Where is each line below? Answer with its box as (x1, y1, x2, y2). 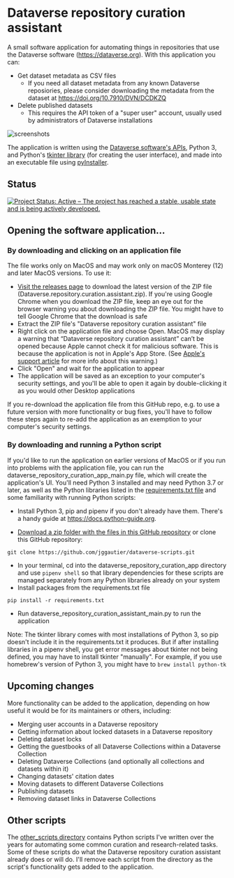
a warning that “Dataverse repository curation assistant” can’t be (17, 335, 205, 343)
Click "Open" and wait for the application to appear (17, 364, 165, 372)
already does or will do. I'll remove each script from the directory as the (7, 856, 213, 864)
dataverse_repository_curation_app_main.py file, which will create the (7, 471, 207, 479)
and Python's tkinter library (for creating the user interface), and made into (7, 151, 222, 159)
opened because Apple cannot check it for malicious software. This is (17, 342, 219, 351)
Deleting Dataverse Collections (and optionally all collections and (17, 757, 205, 765)
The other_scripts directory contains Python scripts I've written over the (7, 833, 214, 842)
